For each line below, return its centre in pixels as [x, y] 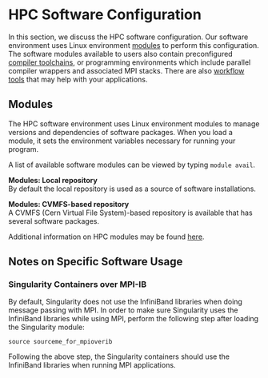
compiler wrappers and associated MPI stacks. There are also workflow [126, 70]
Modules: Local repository [53, 180]
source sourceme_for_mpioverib [60, 342]
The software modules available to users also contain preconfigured [121, 54]
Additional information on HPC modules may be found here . [106, 237]
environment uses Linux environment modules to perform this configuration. [134, 45]
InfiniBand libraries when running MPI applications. [92, 365]
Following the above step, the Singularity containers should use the [119, 356]
